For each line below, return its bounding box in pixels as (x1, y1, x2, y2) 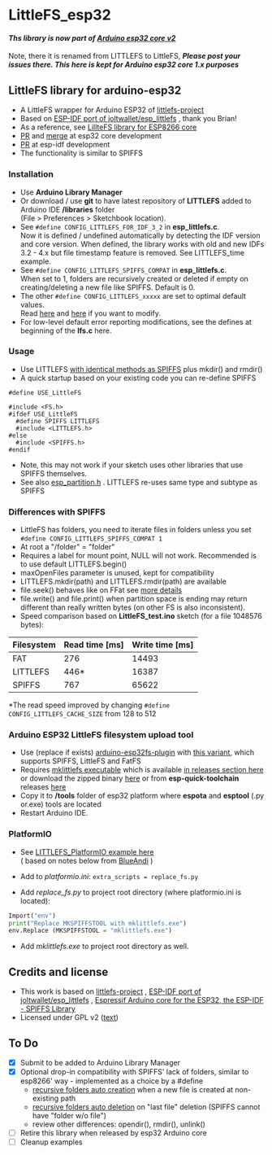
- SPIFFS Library (19, 1004, 76, 1014)
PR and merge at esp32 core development (19, 131, 162, 141)
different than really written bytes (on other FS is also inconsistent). (19, 602, 246, 612)
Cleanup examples (19, 1137, 83, 1147)
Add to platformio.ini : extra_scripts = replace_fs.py (19, 871, 199, 881)
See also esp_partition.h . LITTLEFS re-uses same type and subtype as (19, 477, 258, 487)
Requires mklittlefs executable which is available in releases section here (19, 765, 264, 775)
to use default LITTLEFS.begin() (19, 559, 127, 569)
